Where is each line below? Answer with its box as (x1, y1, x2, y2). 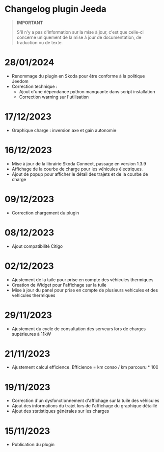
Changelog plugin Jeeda (4, 3, 107, 15)
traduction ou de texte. (16, 39, 63, 45)
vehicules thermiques (11, 292, 55, 298)
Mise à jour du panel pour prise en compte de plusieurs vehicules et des (11, 287, 158, 293)
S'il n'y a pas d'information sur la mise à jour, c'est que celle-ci (16, 29, 144, 35)
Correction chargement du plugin (11, 210, 80, 215)
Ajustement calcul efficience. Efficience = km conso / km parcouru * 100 (11, 364, 159, 370)
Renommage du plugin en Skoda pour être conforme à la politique (11, 73, 145, 79)
